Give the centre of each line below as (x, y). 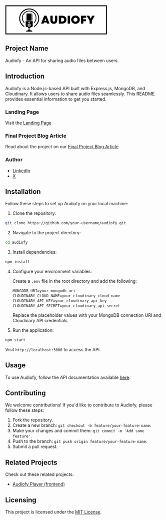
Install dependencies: (34, 252)
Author (14, 160)
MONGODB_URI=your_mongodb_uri (44, 291)
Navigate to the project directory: (46, 233)
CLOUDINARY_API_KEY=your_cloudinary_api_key (59, 301)
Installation (23, 191)
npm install (17, 262)
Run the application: (33, 330)
